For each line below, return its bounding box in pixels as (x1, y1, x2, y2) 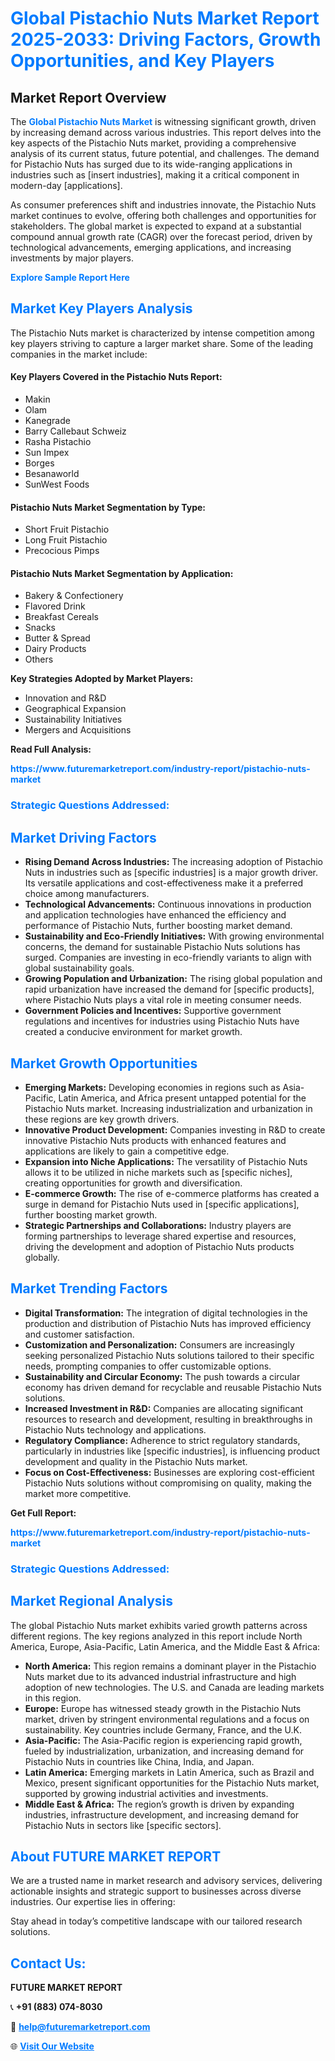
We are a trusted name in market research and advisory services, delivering (10, 1875, 323, 1887)
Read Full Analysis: (10, 743, 92, 756)
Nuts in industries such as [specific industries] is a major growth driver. (24, 867, 319, 879)
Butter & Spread (24, 632, 91, 644)
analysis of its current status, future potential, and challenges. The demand (10, 148, 320, 159)
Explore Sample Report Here (10, 272, 130, 283)
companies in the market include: (10, 348, 148, 360)
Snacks (24, 622, 56, 634)
